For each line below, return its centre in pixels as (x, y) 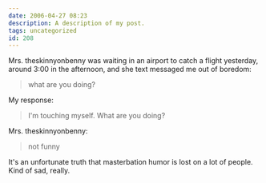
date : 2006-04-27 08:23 (48, 16)
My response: (31, 100)
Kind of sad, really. (39, 171)
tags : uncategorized (43, 30)
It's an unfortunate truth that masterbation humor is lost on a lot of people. (131, 162)
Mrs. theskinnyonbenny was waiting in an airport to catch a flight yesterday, (133, 61)
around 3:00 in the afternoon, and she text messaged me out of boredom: (130, 70)
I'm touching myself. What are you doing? (97, 116)
